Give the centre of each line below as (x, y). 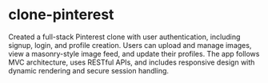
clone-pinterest (61, 15)
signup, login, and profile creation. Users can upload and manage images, (130, 45)
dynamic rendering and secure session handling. (89, 70)
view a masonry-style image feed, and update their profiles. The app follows (134, 53)
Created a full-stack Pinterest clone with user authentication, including (124, 37)
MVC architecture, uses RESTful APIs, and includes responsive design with (132, 62)
